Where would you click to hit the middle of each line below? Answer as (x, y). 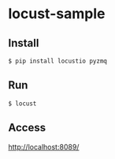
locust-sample (57, 14)
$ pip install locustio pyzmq (58, 61)
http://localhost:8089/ (44, 146)
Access (27, 128)
